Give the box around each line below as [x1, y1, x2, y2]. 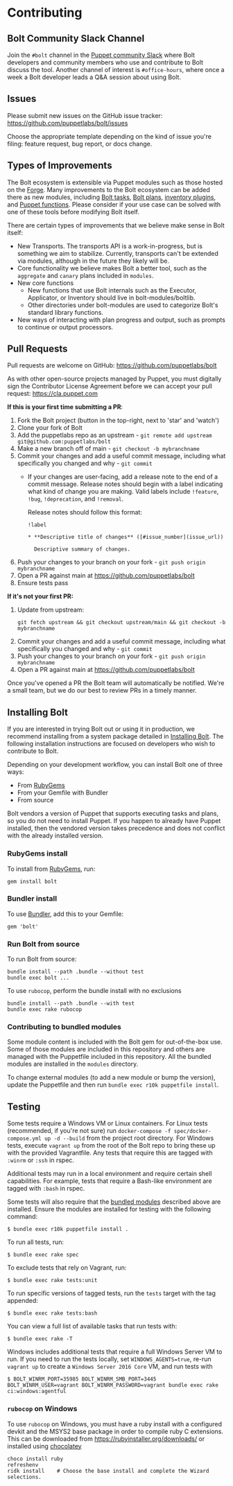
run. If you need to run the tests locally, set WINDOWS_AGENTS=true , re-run [7, 1355, 212, 1363]
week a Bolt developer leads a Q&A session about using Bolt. [7, 73, 182, 81]
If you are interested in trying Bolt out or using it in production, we [7, 725, 196, 733]
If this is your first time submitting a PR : [7, 403, 123, 411]
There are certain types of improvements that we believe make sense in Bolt [7, 221, 225, 230]
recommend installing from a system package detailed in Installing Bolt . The [7, 732, 224, 741]
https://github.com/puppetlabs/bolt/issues [7, 119, 128, 127]
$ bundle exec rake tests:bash [7, 1310, 98, 1317]
